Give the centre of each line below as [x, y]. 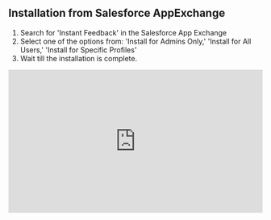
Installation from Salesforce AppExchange [117, 13]
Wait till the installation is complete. [79, 58]
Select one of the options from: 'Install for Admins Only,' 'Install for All [135, 41]
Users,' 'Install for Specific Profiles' [78, 50]
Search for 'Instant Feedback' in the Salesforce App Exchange [123, 32]
